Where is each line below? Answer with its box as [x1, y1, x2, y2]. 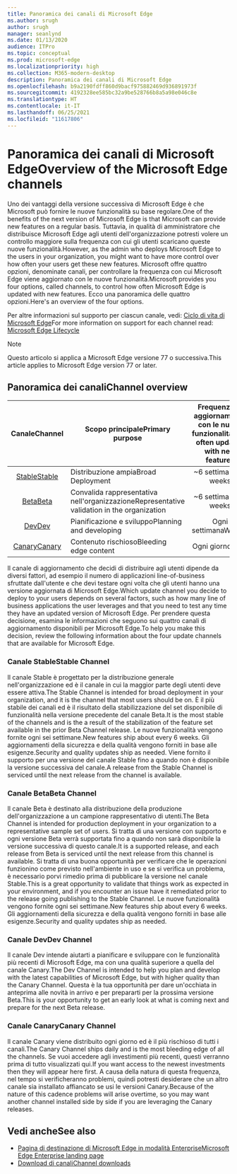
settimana [191, 525, 224, 535]
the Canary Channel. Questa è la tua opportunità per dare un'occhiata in [7, 981, 217, 989]
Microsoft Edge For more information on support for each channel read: [7, 318, 214, 327]
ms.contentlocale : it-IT [7, 103, 80, 110]
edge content [70, 546, 115, 556]
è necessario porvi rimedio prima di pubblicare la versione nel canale [7, 871, 208, 880]
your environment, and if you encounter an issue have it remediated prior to [7, 887, 227, 895]
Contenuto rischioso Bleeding [70, 537, 167, 547]
